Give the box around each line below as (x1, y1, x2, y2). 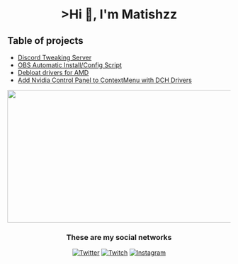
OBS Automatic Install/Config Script (17, 61, 123, 69)
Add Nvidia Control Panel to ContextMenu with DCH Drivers (17, 76, 193, 84)
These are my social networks (66, 232, 172, 242)
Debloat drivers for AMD (17, 69, 89, 76)
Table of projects (7, 35, 84, 47)
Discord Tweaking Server (17, 53, 92, 62)
